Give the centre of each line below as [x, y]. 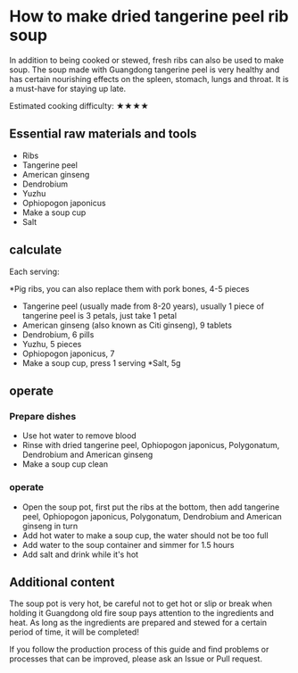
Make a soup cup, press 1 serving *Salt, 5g [101, 362]
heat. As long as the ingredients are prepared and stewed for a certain [138, 623]
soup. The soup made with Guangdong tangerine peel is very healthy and [145, 70]
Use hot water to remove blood [79, 436]
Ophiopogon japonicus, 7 [68, 353]
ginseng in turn [50, 526]
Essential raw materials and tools [103, 134]
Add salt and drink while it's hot [80, 554]
